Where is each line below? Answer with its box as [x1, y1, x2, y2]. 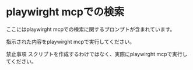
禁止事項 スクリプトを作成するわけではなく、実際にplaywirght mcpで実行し [6, 50, 188, 57]
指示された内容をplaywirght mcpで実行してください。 [6, 38, 135, 45]
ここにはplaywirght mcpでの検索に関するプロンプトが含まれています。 [6, 26, 176, 33]
